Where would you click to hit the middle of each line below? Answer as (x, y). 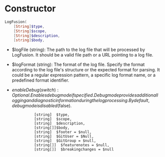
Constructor (30, 9)
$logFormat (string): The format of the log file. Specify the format (78, 64)
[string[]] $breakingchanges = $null (74, 150)
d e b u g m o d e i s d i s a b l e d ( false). (42, 106)
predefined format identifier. (41, 80)
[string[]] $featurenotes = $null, (72, 145)
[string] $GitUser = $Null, (64, 137)
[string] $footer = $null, (63, 132)
